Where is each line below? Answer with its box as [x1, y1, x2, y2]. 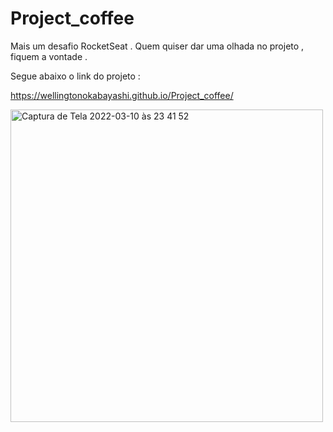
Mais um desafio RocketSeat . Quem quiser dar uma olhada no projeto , [10, 40, 305, 52]
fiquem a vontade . [10, 50, 88, 62]
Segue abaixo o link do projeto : [10, 70, 141, 82]
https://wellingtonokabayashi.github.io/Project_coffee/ [10, 89, 234, 101]
